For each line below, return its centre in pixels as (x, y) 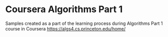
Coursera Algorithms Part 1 (64, 9)
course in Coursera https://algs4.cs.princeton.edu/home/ (66, 28)
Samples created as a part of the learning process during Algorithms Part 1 (84, 23)
